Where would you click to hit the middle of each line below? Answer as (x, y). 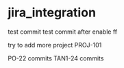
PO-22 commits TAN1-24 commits (56, 58)
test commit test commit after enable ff (63, 32)
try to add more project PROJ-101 (55, 45)
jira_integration (52, 13)
